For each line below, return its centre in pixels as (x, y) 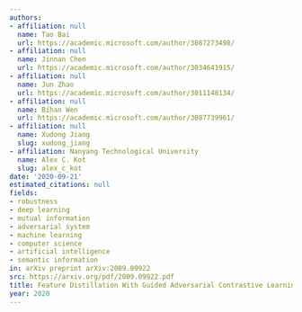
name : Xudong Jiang (54, 135)
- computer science (46, 244)
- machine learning (46, 235)
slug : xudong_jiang (54, 143)
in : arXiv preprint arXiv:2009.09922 (80, 269)
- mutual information (50, 218)
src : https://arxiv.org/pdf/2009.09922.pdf (92, 277)
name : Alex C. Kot (52, 160)
